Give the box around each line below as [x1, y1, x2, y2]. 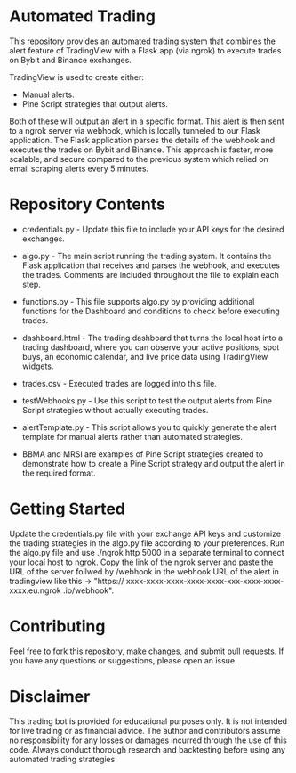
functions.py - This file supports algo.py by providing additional [21, 296, 255, 306]
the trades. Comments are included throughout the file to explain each [21, 269, 280, 280]
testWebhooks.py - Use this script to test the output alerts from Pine [21, 395, 273, 406]
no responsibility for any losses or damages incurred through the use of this [9, 735, 287, 745]
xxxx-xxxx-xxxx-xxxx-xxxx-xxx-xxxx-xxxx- [125, 575, 284, 586]
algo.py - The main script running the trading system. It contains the [21, 250, 272, 261]
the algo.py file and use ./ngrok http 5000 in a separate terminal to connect [9, 547, 284, 557]
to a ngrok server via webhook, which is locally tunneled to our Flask [9, 125, 260, 135]
